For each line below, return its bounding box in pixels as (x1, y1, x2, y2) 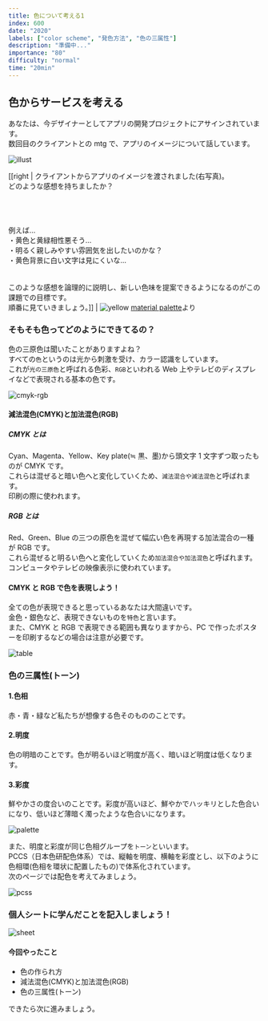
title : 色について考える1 (8, 11, 85, 20)
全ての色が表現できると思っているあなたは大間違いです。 (8, 602, 197, 612)
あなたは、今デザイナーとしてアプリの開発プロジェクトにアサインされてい (8, 118, 254, 128)
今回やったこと (8, 947, 58, 957)
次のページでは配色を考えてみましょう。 (8, 872, 142, 881)
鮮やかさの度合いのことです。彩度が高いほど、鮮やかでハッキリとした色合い (8, 799, 260, 808)
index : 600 (8, 19, 45, 27)
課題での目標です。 (8, 292, 71, 302)
